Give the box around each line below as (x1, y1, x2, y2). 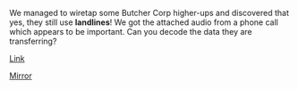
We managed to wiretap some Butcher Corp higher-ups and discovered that (9, 8, 289, 18)
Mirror (9, 70, 33, 81)
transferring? (9, 36, 57, 46)
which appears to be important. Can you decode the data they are (9, 27, 252, 36)
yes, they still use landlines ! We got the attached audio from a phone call (9, 17, 279, 28)
